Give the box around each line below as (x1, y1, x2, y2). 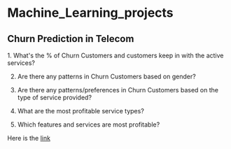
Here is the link (7, 134, 51, 142)
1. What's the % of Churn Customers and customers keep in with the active (7, 51, 224, 59)
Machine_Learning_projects (7, 5, 174, 21)
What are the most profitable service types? (17, 107, 145, 115)
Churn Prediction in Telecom (7, 33, 134, 45)
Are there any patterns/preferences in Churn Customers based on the (17, 86, 219, 94)
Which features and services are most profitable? (17, 120, 160, 129)
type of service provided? (17, 93, 92, 101)
